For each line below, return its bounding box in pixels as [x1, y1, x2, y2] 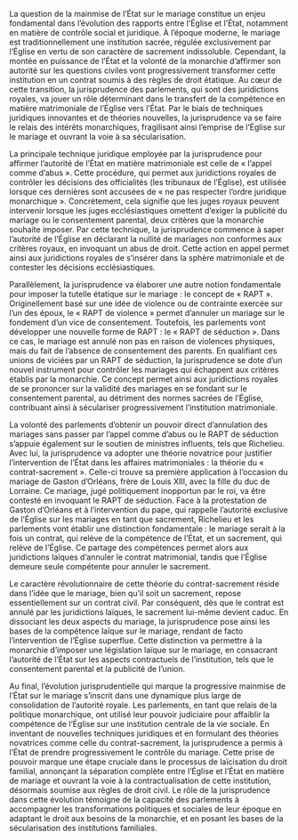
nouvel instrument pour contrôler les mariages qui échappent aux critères [9, 365, 279, 375]
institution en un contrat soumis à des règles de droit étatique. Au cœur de [9, 75, 283, 85]
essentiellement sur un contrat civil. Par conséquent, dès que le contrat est [9, 597, 285, 608]
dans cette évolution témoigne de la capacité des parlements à [9, 795, 240, 804]
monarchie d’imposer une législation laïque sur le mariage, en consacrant [9, 645, 278, 655]
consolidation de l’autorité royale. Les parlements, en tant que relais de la [9, 699, 278, 710]
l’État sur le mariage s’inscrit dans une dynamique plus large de [9, 691, 242, 700]
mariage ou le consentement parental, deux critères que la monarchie [9, 214, 265, 225]
